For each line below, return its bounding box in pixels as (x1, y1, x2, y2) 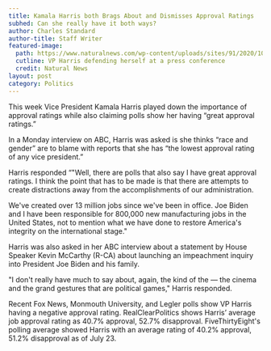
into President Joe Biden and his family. (8, 259, 140, 269)
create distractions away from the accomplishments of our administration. (8, 184, 254, 194)
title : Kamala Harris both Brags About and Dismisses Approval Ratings (8, 11, 254, 20)
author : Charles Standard (8, 27, 95, 35)
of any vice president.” (8, 151, 84, 162)
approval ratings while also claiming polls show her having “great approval (8, 110, 256, 120)
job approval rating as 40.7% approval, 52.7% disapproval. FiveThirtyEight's (8, 316, 261, 326)
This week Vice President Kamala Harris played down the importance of (8, 102, 248, 112)
